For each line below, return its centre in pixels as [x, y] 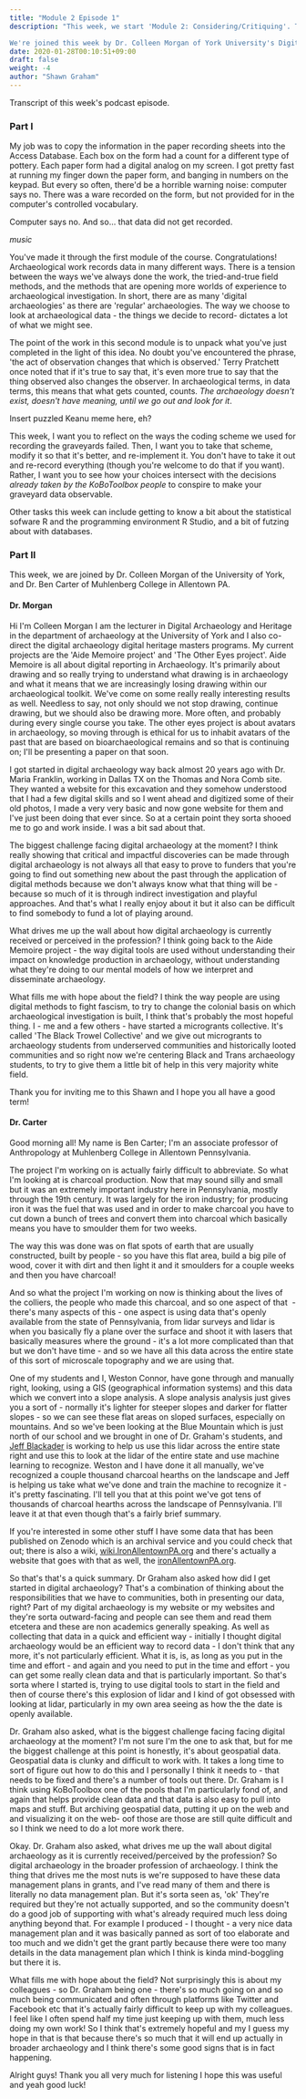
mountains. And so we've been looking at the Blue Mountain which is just [147, 1426]
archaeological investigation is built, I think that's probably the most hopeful [152, 1016]
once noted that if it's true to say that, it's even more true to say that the [144, 372]
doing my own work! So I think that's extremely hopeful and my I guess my [149, 2028]
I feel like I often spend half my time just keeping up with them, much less [147, 2018]
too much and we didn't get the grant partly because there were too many [148, 1942]
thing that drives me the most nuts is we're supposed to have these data [145, 1875]
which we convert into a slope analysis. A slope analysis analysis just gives [150, 1397]
